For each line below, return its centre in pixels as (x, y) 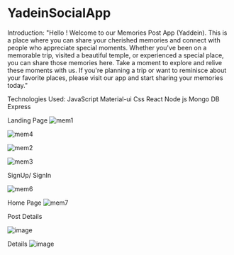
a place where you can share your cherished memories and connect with (114, 40)
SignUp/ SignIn (29, 175)
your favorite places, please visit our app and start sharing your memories (115, 78)
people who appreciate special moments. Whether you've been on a (107, 47)
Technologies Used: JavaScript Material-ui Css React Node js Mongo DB (113, 99)
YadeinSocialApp (59, 13)
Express (19, 106)
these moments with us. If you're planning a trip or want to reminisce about (117, 70)
